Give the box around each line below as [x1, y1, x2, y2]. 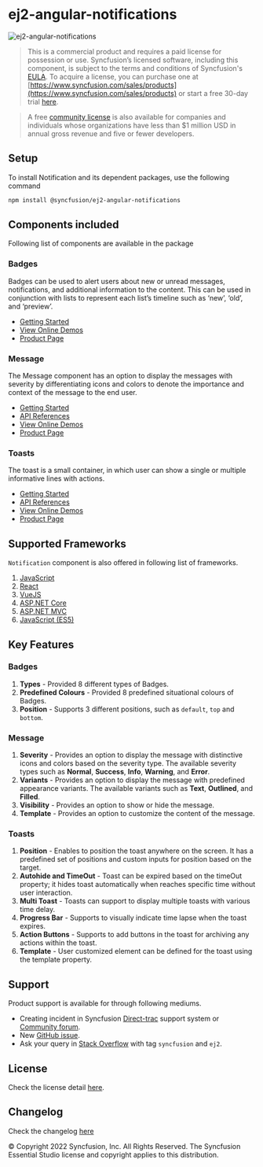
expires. [19, 921, 46, 931]
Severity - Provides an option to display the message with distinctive [19, 750, 243, 760]
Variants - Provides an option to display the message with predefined [19, 775, 246, 785]
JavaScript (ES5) [19, 615, 75, 625]
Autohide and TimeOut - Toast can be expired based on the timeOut [19, 871, 243, 881]
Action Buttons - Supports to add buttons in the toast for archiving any [19, 930, 250, 940]
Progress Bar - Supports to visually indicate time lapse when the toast [19, 913, 247, 922]
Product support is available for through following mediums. [8, 999, 202, 1008]
